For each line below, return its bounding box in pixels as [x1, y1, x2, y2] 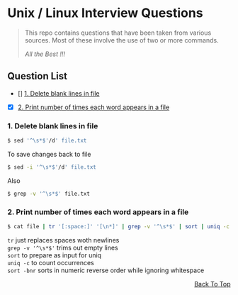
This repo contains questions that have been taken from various [24, 28, 212, 37]
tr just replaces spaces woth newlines [7, 235, 120, 244]
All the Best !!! [24, 50, 66, 58]
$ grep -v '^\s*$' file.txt [7, 190, 91, 197]
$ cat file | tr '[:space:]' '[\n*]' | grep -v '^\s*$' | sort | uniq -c [7, 223, 230, 230]
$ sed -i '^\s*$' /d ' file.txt [7, 163, 97, 171]
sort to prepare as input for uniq [7, 250, 101, 260]
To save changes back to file [7, 150, 91, 158]
